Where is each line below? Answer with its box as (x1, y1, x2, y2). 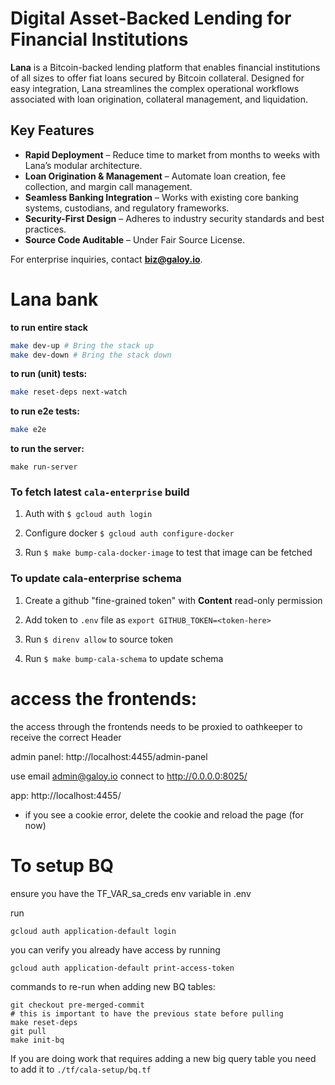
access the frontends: (10, 687, 198, 710)
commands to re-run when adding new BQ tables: (10, 980, 216, 992)
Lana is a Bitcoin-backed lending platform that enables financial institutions (10, 61, 321, 73)
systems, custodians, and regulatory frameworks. (24, 202, 230, 214)
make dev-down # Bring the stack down (10, 350, 172, 360)
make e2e (10, 425, 47, 435)
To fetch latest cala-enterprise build (10, 485, 190, 499)
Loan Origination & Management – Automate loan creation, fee (24, 170, 287, 182)
